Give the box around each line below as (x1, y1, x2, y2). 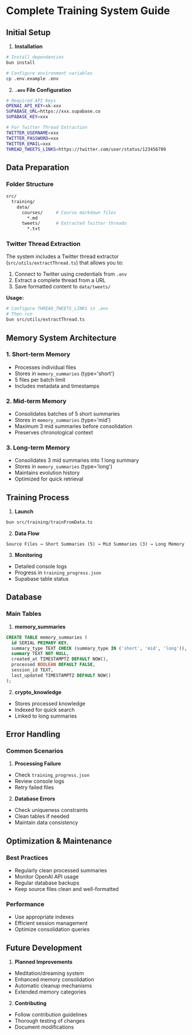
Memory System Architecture (6, 333, 117, 343)
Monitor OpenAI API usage (14, 873, 79, 880)
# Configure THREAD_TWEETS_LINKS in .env (6, 306, 109, 311)
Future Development (6, 943, 83, 952)
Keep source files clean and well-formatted (14, 886, 119, 893)
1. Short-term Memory (6, 350, 71, 358)
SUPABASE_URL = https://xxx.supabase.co (6, 108, 101, 115)
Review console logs (14, 777, 64, 785)
